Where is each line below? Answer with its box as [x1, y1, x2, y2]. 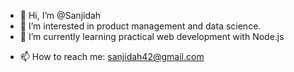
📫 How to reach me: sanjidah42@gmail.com [19, 51, 205, 62]
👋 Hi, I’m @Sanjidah [19, 10, 102, 21]
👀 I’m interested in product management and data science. [19, 20, 262, 32]
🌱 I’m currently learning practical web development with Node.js [19, 31, 285, 42]
